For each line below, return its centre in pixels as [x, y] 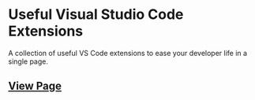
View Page [35, 86]
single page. [28, 61]
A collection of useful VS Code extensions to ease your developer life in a [127, 53]
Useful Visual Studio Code [96, 15]
